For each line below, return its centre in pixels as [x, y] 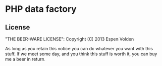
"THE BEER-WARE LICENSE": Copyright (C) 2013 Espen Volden [70, 39]
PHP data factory [41, 9]
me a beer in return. [25, 59]
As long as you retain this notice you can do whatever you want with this [79, 49]
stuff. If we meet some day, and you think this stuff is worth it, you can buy [81, 54]
